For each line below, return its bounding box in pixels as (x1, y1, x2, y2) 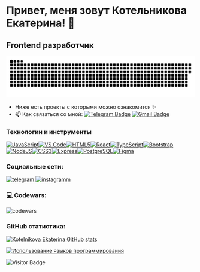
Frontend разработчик (6, 40, 94, 50)
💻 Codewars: (6, 191, 47, 200)
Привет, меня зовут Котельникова (6, 4, 187, 17)
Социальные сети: (6, 162, 64, 170)
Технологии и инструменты (6, 127, 92, 136)
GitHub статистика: (6, 222, 66, 230)
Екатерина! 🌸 (6, 16, 75, 30)
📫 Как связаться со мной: (14, 110, 83, 117)
